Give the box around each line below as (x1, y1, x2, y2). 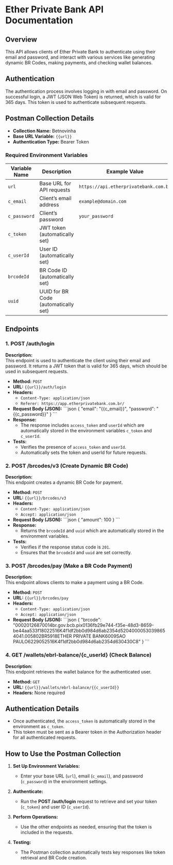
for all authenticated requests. (12, 734, 77, 740)
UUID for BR (39, 288, 68, 295)
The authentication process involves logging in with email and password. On (5, 88, 167, 94)
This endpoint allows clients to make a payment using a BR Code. (5, 579, 144, 586)
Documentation (5, 14, 74, 26)
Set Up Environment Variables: (12, 763, 80, 769)
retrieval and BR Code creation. (20, 855, 87, 861)
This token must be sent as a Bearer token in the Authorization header (12, 729, 162, 735)
